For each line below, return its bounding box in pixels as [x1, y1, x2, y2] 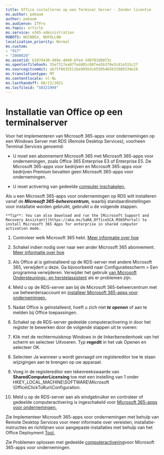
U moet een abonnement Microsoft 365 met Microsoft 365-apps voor [12, 153, 154, 159]
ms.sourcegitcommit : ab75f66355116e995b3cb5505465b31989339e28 [5, 67, 138, 72]
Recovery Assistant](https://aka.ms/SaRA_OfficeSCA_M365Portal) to [5, 217, 147, 222]
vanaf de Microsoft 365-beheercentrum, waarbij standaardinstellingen [5, 198, 151, 205]
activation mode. [5, 226, 41, 231]
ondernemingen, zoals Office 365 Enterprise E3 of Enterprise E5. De [12, 158, 152, 164]
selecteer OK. [12, 345, 41, 350]
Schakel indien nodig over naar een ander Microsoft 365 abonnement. [12, 245, 155, 250]
